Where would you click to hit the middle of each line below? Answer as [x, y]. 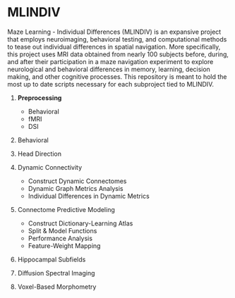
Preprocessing [40, 98]
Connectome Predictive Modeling [66, 209]
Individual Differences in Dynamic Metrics [89, 196]
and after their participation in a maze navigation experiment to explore [110, 61]
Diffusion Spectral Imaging [56, 273]
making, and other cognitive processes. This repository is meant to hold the [117, 76]
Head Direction [40, 154]
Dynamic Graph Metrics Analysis [76, 188]
